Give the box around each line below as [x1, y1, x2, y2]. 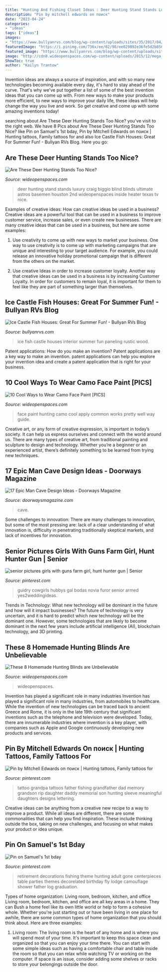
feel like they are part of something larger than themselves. [12, 283, 134, 289]
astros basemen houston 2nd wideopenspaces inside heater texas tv [17, 191, 159, 197]
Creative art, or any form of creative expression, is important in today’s [5, 426, 150, 432]
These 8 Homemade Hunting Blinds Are [5, 643, 130, 651]
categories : [5, 21, 30, 26]
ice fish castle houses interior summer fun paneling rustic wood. [17, 338, 149, 344]
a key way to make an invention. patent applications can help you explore [5, 353, 155, 359]
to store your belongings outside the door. [12, 961, 98, 967]
